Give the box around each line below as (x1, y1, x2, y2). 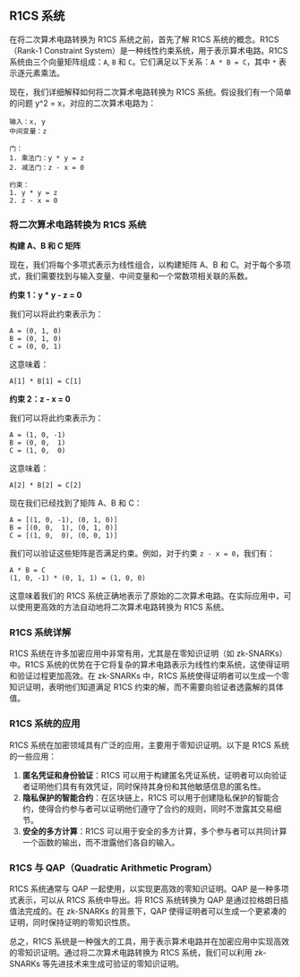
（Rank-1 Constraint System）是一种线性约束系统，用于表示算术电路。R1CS (9, 45, 288, 55)
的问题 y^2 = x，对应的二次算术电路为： (9, 98, 157, 108)
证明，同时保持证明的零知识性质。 (9, 917, 135, 928)
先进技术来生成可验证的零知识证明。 (49, 958, 184, 969)
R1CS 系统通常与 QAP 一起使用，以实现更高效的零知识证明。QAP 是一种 (9, 884, 274, 894)
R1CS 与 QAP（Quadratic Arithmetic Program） (9, 862, 218, 874)
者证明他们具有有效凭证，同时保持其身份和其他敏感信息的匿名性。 (21, 781, 266, 792)
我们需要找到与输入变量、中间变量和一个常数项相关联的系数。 (24, 271, 253, 282)
